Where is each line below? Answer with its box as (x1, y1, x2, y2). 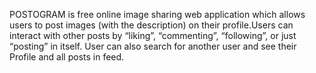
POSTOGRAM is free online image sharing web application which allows (9, 9, 306, 20)
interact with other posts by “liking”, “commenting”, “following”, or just (9, 30, 297, 41)
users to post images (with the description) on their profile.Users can (9, 19, 294, 31)
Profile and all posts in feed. (9, 51, 125, 63)
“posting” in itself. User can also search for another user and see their (9, 40, 297, 52)
